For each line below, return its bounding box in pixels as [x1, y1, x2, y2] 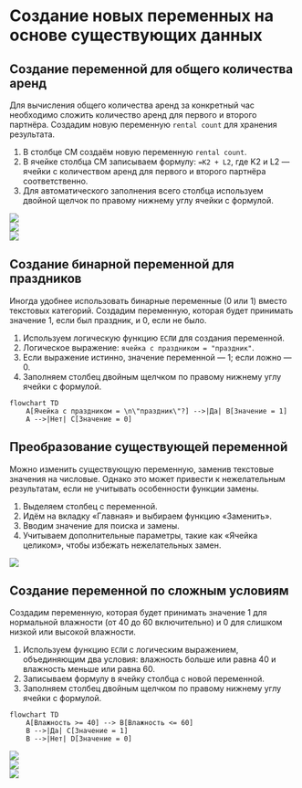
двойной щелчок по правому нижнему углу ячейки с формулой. [22, 195, 274, 205]
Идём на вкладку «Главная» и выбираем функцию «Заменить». [22, 510, 272, 521]
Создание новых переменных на [9, 5, 274, 26]
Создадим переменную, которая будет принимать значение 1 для [9, 607, 267, 618]
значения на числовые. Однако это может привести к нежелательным [9, 473, 286, 484]
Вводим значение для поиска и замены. [22, 520, 180, 531]
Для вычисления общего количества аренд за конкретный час [9, 100, 255, 110]
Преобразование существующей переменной [9, 439, 288, 455]
